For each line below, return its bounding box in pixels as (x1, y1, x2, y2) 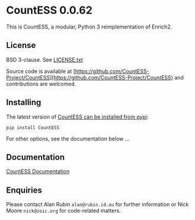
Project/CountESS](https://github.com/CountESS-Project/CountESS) (6, 74, 174, 81)
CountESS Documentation (6, 168, 70, 175)
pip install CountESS (6, 125, 60, 130)
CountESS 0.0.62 (6, 4, 93, 17)
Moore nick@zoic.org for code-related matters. (6, 207, 122, 214)
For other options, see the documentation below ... (6, 135, 130, 142)
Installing (6, 97, 41, 107)
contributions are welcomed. (6, 80, 76, 87)
